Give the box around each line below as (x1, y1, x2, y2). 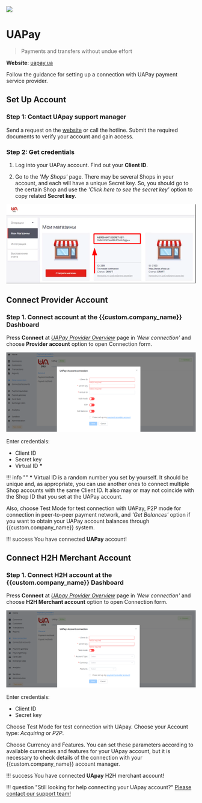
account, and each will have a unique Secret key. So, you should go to (14, 179, 189, 186)
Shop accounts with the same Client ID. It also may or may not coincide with (6, 487, 194, 494)
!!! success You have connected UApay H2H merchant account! (6, 772, 165, 780)
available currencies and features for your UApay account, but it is (6, 748, 171, 755)
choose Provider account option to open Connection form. (6, 340, 152, 348)
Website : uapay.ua (6, 59, 53, 66)
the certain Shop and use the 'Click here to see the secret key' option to (14, 186, 194, 193)
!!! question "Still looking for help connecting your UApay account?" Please (6, 784, 192, 791)
